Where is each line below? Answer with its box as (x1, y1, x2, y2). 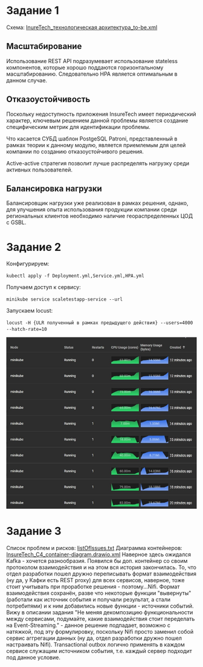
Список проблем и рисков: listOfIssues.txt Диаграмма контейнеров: (6, 545, 182, 552)
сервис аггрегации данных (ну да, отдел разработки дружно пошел (6, 634, 182, 642)
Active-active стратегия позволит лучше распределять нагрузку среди (6, 159, 190, 167)
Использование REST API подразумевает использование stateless (6, 57, 178, 64)
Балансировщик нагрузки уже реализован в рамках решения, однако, (6, 199, 188, 207)
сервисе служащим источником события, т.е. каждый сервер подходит (6, 648, 192, 655)
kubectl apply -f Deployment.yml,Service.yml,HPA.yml (6, 273, 145, 279)
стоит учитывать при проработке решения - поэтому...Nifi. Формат (6, 583, 180, 591)
